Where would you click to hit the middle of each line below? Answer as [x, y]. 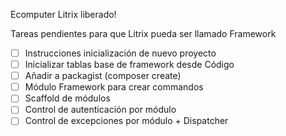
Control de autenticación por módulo [100, 110]
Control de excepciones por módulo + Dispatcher [126, 121]
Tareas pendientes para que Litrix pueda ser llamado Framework [143, 33]
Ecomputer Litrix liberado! [63, 14]
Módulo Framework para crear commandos [114, 87]
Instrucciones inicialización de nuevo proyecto [120, 53]
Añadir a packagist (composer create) [103, 76]
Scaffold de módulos [67, 98]
